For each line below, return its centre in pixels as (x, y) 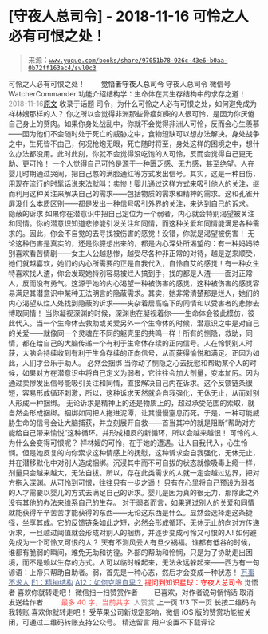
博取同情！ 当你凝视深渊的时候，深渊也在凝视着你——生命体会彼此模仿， (128, 313)
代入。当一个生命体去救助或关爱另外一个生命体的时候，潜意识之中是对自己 (137, 323)
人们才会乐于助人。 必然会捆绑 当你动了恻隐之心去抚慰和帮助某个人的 (136, 363)
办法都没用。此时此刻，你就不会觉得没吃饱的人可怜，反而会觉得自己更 (130, 153)
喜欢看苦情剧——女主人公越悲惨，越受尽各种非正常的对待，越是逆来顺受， (137, 253)
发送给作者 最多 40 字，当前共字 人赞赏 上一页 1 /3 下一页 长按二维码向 (132, 602)
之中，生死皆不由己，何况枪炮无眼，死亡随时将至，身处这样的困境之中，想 (130, 144)
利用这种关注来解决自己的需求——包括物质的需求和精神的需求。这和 (127, 193)
